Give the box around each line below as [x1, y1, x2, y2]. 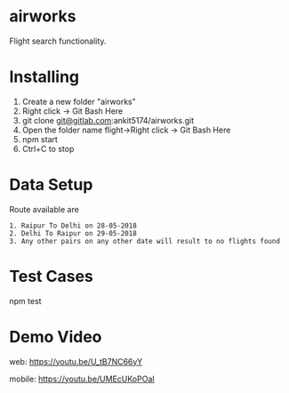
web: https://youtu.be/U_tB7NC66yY [9, 356, 143, 366]
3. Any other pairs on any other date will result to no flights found [9, 237, 280, 245]
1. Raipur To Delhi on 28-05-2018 [9, 221, 138, 230]
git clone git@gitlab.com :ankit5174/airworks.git [21, 115, 195, 125]
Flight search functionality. [9, 36, 107, 46]
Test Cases [9, 267, 93, 286]
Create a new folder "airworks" [21, 96, 136, 107]
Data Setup [9, 175, 93, 195]
